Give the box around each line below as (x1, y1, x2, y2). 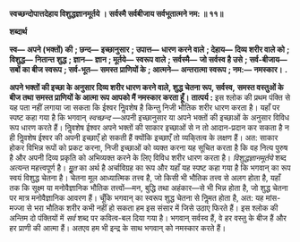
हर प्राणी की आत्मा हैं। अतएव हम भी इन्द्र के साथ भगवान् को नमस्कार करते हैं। (9, 223, 227, 233)
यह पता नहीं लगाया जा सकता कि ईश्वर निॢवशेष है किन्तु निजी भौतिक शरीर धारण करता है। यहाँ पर (9, 103, 280, 113)
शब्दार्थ (9, 27, 28, 37)
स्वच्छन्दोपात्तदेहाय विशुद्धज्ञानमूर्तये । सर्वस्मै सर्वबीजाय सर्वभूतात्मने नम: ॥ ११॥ (9, 9, 224, 19)
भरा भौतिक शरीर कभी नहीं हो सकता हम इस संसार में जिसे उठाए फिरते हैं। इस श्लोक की (33, 203, 279, 213)
